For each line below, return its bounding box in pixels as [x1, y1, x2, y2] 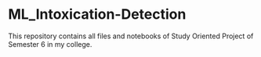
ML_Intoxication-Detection [8, 5, 187, 23]
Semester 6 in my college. [8, 39, 92, 48]
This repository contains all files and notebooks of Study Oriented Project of [8, 31, 254, 41]
